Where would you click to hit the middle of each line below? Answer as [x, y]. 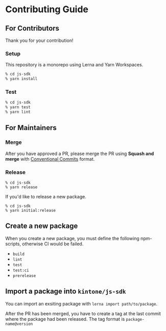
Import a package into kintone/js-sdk [66, 291]
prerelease [24, 276]
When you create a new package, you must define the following [72, 238]
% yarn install [21, 79]
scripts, [13, 244]
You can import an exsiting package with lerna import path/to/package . [81, 303]
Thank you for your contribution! [39, 40]
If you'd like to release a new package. [46, 196]
